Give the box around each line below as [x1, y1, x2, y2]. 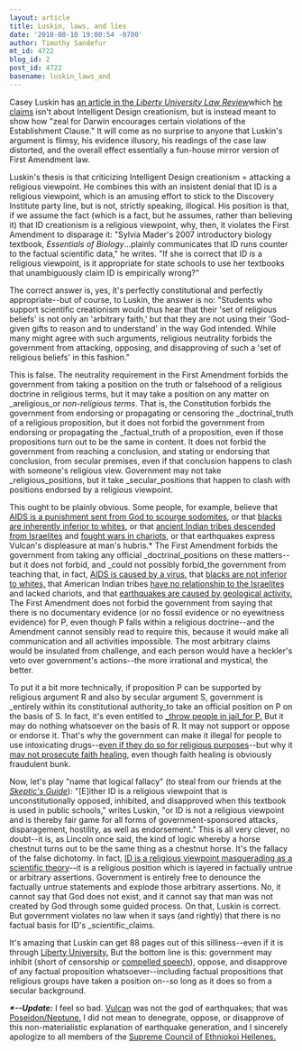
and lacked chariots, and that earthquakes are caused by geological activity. [9, 588, 293, 599]
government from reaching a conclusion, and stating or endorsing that [9, 445, 270, 456]
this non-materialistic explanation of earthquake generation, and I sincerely [9, 1021, 288, 1032]
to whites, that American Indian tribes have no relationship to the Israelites [9, 578, 285, 589]
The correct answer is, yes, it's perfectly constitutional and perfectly [9, 285, 263, 296]
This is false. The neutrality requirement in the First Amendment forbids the [9, 369, 288, 379]
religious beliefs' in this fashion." [9, 352, 131, 362]
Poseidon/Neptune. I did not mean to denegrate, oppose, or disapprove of [9, 1011, 285, 1023]
